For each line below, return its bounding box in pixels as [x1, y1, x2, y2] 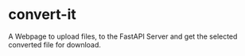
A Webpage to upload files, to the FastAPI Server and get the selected [8, 32, 238, 41]
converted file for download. [8, 39, 102, 49]
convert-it [8, 6, 77, 24]
